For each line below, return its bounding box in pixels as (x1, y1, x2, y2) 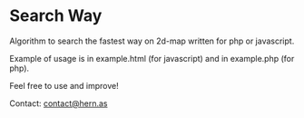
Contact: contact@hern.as (9, 97, 108, 109)
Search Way (9, 5, 103, 26)
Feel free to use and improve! (9, 80, 120, 91)
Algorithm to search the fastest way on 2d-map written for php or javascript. (9, 35, 295, 46)
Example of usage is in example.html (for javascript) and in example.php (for (9, 53, 295, 64)
